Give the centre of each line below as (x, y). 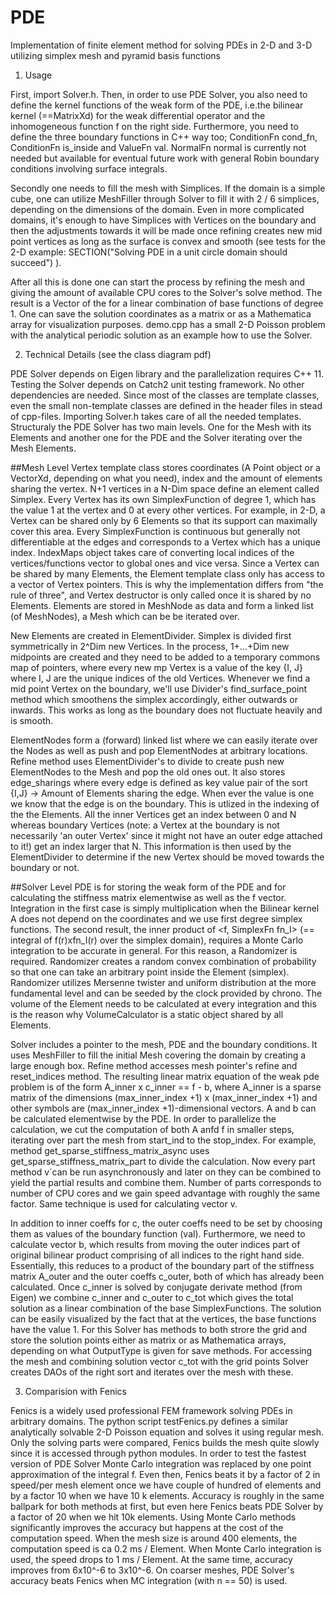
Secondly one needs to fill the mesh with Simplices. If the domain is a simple (168, 188)
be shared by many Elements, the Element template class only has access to (167, 573)
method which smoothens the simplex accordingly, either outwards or (154, 699)
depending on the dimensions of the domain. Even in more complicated (157, 209)
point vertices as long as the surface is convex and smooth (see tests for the (168, 241)
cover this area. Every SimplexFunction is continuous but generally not (155, 531)
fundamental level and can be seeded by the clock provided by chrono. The (166, 993)
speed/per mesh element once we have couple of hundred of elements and (166, 1485)
